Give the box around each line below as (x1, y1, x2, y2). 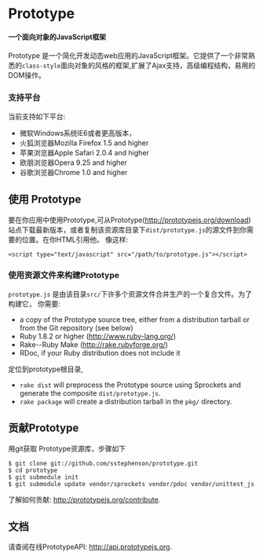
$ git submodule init (8, 473, 79, 481)
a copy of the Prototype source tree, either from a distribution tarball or (19, 315, 250, 324)
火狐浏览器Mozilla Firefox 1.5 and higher (19, 138, 149, 148)
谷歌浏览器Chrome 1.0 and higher (19, 167, 128, 177)
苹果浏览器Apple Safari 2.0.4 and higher (19, 148, 149, 157)
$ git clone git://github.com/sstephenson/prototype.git (8, 459, 199, 467)
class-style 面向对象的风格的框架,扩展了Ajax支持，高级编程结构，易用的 (22, 60, 256, 71)
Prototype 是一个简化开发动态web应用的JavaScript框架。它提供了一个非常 (8, 51, 249, 60)
